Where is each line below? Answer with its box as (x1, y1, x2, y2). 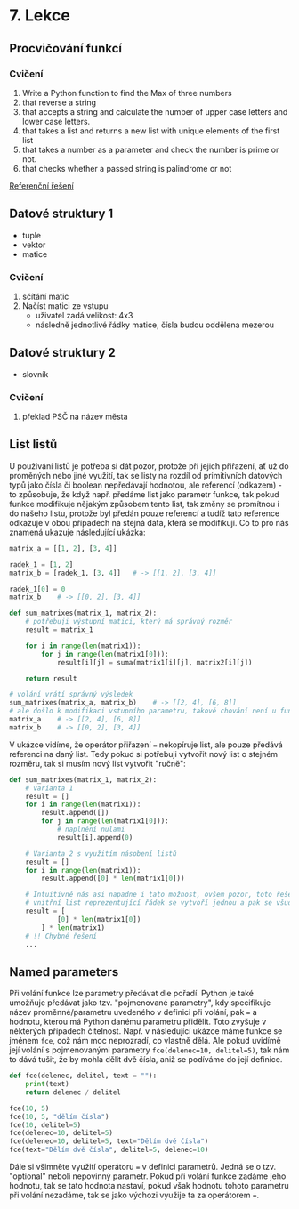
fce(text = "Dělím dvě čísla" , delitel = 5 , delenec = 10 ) (9, 1145, 209, 1155)
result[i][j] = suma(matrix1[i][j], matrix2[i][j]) (56, 657, 253, 667)
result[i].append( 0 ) (56, 833, 133, 842)
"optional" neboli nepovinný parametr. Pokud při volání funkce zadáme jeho (9, 1171, 287, 1181)
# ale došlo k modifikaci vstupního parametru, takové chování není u (9, 706, 277, 716)
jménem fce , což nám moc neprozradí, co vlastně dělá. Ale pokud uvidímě (9, 1036, 282, 1046)
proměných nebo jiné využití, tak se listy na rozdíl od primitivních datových (9, 470, 283, 480)
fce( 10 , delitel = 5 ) (9, 1120, 82, 1130)
